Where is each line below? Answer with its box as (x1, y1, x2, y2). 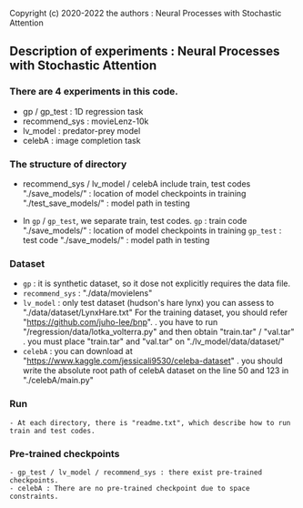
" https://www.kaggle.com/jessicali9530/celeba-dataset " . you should (22, 355, 283, 367)
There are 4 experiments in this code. (9, 86, 179, 98)
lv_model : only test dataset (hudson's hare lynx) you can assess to (22, 298, 275, 309)
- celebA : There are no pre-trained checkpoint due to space (9, 483, 250, 493)
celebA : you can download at (22, 346, 134, 357)
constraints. (9, 492, 59, 501)
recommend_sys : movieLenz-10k (22, 116, 149, 127)
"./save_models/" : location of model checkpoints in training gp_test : (22, 225, 282, 236)
